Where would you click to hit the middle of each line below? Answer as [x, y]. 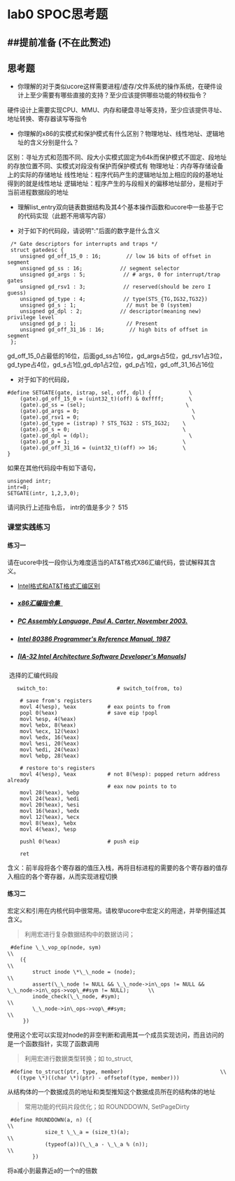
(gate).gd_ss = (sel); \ [105, 405]
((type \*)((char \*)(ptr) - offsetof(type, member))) [98, 1078]
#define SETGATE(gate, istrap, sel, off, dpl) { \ [100, 393]
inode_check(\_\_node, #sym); [76, 996]
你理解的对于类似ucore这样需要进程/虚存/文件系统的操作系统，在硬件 [117, 86]
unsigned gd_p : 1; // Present [89, 324]
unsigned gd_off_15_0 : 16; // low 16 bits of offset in [115, 256]
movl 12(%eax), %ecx [50, 817]
